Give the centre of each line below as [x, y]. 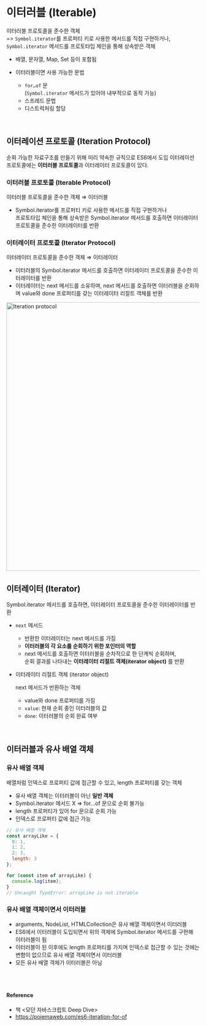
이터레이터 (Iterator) [44, 589]
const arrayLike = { [33, 836]
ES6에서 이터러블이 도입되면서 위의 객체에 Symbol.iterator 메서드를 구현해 [104, 931]
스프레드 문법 [40, 100]
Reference [20, 995]
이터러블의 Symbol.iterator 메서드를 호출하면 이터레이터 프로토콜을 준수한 [103, 270]
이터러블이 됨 [31, 939]
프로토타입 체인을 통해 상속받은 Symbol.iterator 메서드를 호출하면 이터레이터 [106, 218]
